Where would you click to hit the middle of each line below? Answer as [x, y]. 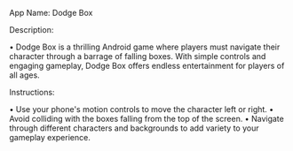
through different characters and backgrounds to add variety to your [134, 128]
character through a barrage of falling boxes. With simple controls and [138, 56]
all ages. [24, 75]
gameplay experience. [50, 137]
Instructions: [32, 92]
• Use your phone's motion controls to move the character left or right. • [142, 109]
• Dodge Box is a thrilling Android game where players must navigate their [145, 47]
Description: [32, 30]
